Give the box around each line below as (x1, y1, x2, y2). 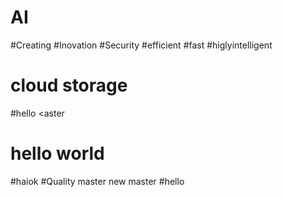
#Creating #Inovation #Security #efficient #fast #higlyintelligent (10, 39, 273, 51)
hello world (10, 142, 105, 165)
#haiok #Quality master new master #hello (10, 175, 185, 187)
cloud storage (10, 74, 128, 97)
